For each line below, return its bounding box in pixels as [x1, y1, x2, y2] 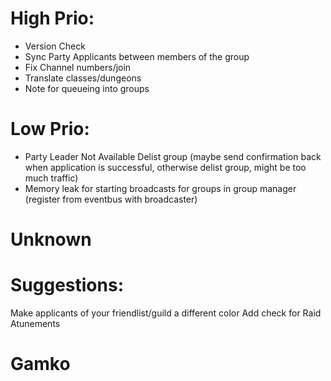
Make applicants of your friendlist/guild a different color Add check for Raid [10, 307, 322, 319]
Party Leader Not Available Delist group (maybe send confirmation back [24, 150, 322, 162]
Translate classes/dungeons [24, 72, 142, 84]
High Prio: [10, 7, 95, 30]
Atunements [10, 318, 61, 329]
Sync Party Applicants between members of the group [24, 50, 250, 62]
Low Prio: [10, 118, 90, 141]
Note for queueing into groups [24, 82, 150, 94]
